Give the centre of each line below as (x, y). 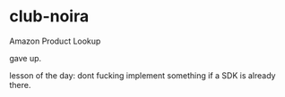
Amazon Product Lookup (55, 41)
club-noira (49, 16)
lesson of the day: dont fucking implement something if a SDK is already (142, 75)
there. (20, 85)
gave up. (26, 58)
